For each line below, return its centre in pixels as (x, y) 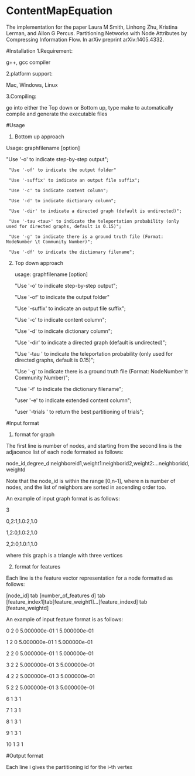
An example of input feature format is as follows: (65, 619)
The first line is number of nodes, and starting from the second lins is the (94, 445)
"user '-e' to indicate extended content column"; (73, 400)
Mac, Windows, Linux (32, 85)
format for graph (35, 434)
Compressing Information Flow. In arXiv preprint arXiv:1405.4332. (85, 39)
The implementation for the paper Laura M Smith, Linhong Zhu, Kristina (92, 27)
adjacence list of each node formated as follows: (65, 452)
